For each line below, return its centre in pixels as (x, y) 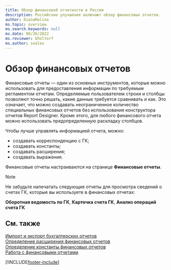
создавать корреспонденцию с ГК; (51, 141)
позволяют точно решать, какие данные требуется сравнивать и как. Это (86, 99)
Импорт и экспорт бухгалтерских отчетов (51, 236)
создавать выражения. (38, 157)
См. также (23, 224)
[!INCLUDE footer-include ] (32, 262)
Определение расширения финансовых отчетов (58, 241)
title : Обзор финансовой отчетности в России (54, 10)
